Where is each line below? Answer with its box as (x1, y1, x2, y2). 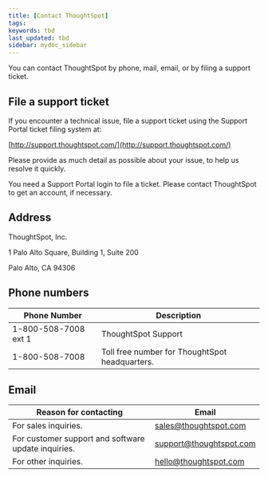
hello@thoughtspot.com (154, 456, 245, 467)
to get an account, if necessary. (8, 187, 112, 197)
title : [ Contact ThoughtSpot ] (8, 11, 109, 20)
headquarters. (100, 356, 154, 367)
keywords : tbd (8, 26, 56, 34)
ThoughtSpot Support (100, 328, 183, 339)
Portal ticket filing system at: (8, 124, 102, 134)
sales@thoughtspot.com (154, 420, 246, 432)
